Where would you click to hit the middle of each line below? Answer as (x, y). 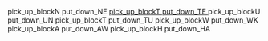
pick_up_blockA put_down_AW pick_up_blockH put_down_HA (109, 29)
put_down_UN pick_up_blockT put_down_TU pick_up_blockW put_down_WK (133, 20)
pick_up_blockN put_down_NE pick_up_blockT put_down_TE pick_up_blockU (134, 12)
